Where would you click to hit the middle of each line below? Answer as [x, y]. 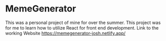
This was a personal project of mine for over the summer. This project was [83, 22]
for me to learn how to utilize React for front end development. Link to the [82, 27]
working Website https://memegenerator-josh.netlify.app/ [65, 33]
